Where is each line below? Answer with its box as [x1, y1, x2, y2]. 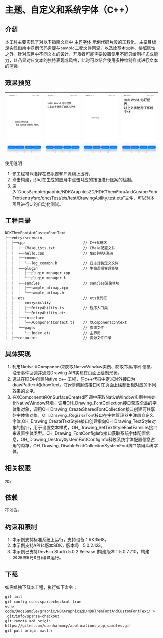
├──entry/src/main [5, 235, 42, 240]
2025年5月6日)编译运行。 [12, 555, 64, 560]
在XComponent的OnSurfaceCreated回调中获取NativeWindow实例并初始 [12, 394, 156, 400]
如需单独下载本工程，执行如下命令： [5, 584, 78, 590]
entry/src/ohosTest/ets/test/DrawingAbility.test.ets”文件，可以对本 [22, 195, 155, 201]
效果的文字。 [12, 388, 38, 394]
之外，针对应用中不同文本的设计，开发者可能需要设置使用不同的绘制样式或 [5, 51, 154, 57]
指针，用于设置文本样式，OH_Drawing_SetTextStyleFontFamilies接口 [20, 424, 158, 430]
